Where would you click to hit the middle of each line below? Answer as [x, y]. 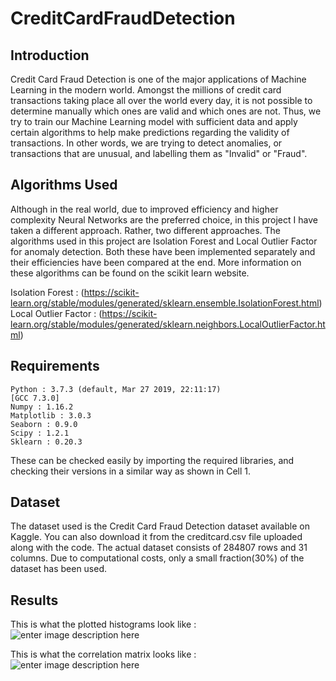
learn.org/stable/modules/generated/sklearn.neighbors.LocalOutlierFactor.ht [168, 324]
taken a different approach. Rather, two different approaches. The [145, 230]
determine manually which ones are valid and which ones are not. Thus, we [166, 111]
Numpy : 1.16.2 [42, 407]
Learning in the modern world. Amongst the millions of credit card [146, 90]
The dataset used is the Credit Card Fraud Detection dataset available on [160, 526]
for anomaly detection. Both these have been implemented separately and [163, 251]
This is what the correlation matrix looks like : [103, 654]
